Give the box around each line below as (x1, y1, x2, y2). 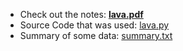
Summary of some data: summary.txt (19, 30, 173, 41)
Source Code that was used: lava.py (19, 19, 170, 31)
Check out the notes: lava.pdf (19, 9, 144, 20)
